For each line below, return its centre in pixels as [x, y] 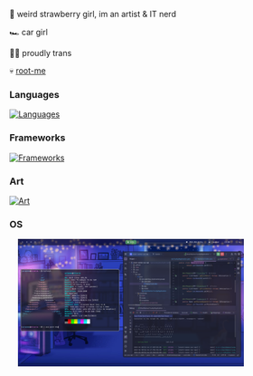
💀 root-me [28, 71]
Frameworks [37, 138]
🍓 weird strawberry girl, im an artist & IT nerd [93, 14]
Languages [35, 94]
